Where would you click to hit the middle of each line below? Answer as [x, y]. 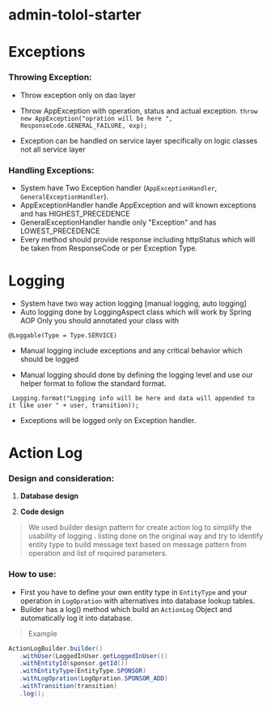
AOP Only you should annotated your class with [100, 320]
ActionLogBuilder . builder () [56, 648]
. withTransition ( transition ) [68, 687]
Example [43, 633]
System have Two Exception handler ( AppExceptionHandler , [119, 187]
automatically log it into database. [76, 618]
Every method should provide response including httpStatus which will [138, 239]
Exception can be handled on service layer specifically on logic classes [139, 140]
